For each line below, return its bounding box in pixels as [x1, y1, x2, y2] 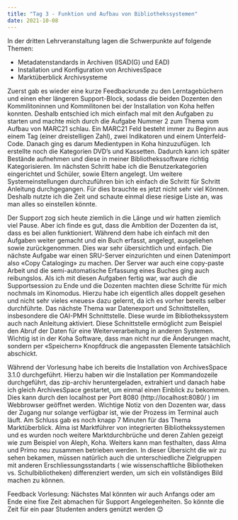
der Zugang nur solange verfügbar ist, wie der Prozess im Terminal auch [7, 408, 219, 416]
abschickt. [7, 349, 38, 358]
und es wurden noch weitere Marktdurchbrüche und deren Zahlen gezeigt [7, 431, 224, 439]
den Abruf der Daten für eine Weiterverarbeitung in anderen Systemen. [7, 326, 215, 335]
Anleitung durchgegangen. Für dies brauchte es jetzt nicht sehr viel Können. [7, 184, 230, 193]
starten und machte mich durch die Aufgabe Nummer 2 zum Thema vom [7, 116, 220, 125]
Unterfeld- [195, 132, 227, 140]
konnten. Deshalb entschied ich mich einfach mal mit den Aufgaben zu [7, 109, 214, 118]
